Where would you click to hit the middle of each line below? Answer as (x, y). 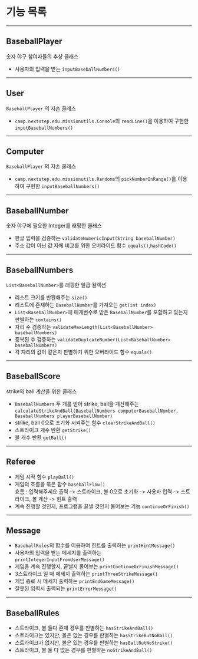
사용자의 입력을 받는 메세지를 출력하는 (58, 553)
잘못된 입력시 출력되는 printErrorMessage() (66, 589)
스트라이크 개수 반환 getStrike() (53, 430)
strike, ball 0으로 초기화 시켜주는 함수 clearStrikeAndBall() (85, 423)
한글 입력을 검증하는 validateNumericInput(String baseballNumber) (95, 238)
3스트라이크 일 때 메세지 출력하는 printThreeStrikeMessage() (86, 574)
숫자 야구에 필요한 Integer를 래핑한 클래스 (54, 226)
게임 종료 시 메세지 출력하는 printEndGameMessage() (75, 581)
